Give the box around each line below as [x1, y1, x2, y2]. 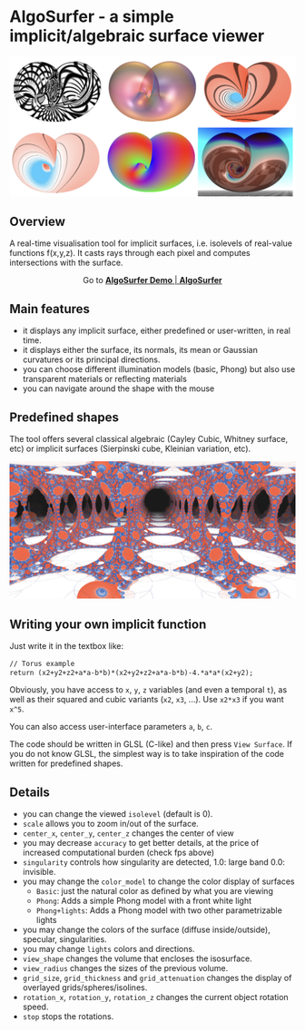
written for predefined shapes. [9, 758, 123, 769]
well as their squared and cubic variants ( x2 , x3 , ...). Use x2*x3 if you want [9, 694, 284, 705]
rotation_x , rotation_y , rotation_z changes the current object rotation [22, 991, 289, 1002]
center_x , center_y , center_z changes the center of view [22, 828, 234, 839]
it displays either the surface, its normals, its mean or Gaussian [22, 345, 259, 356]
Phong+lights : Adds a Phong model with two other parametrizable [35, 905, 283, 916]
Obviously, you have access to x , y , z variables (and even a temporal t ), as [9, 684, 288, 695]
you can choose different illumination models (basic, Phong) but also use [22, 364, 296, 375]
